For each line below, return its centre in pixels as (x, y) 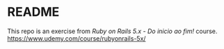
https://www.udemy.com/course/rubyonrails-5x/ (77, 38)
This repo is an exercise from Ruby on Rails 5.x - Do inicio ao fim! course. (112, 31)
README (33, 12)
